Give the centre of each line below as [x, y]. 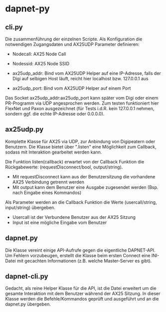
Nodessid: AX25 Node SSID [41, 64]
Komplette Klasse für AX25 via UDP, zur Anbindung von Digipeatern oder [80, 141]
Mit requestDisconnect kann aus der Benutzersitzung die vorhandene [84, 176]
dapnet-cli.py [27, 276]
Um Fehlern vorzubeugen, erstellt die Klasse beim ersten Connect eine [78, 255]
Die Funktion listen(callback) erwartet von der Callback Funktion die [75, 161]
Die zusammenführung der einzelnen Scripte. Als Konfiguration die [74, 39]
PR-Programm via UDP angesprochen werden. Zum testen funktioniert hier [82, 103]
